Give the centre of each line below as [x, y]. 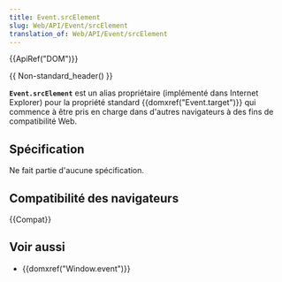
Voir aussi [37, 247]
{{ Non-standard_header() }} [61, 76]
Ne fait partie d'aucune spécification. [76, 171]
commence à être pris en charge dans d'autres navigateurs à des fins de [141, 112]
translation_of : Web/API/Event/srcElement [88, 34]
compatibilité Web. [43, 121]
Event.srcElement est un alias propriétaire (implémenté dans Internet [134, 93]
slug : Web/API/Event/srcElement [69, 26]
